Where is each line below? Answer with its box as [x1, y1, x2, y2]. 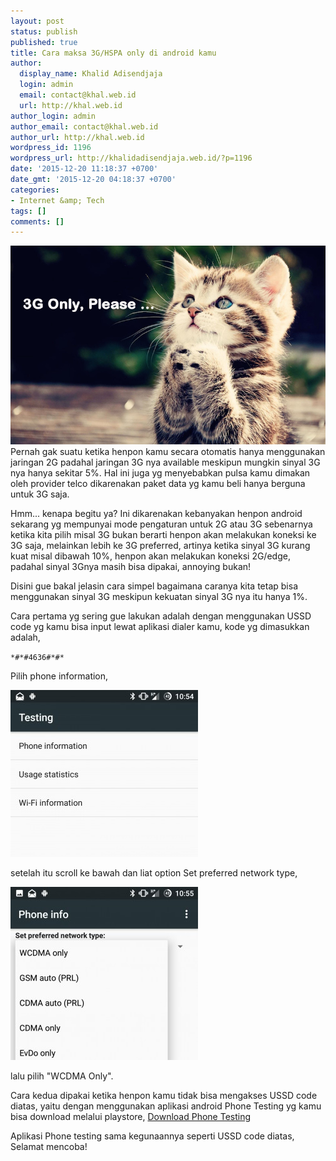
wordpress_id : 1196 [10, 143, 92, 153]
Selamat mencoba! [10, 1141, 88, 1153]
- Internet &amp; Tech [10, 195, 105, 205]
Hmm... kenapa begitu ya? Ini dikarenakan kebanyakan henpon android [10, 508, 303, 520]
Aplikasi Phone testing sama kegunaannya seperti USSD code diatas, [10, 1130, 295, 1142]
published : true [10, 37, 78, 47]
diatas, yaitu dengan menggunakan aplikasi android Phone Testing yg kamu [10, 1100, 322, 1112]
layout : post [10, 16, 65, 26]
